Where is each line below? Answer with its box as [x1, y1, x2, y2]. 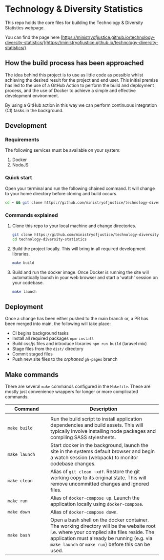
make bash [7, 533, 30, 538]
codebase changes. [50, 460, 96, 467]
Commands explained [5, 211, 58, 218]
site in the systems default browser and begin [50, 448, 155, 455]
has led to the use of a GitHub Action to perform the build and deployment [5, 82, 154, 88]
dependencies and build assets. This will [50, 422, 143, 429]
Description [89, 405, 118, 412]
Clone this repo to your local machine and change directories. [12, 223, 137, 229]
